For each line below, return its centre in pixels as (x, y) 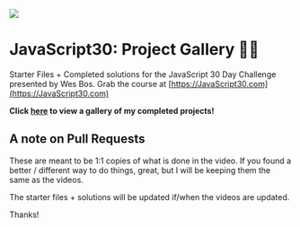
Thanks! (24, 214)
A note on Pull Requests (77, 139)
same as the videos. (46, 179)
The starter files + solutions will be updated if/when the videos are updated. (150, 196)
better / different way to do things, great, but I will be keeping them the (140, 170)
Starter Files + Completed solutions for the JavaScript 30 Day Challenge (143, 74)
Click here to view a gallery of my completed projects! (112, 110)
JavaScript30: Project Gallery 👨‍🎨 (134, 50)
